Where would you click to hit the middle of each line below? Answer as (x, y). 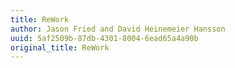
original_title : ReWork (60, 47)
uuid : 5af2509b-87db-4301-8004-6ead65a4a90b (104, 38)
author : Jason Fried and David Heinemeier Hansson (118, 29)
